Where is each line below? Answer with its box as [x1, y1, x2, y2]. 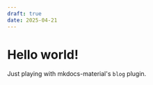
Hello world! [7, 47, 79, 63]
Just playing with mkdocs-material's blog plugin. [7, 70, 147, 78]
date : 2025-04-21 [7, 17, 58, 24]
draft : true [7, 10, 42, 17]
